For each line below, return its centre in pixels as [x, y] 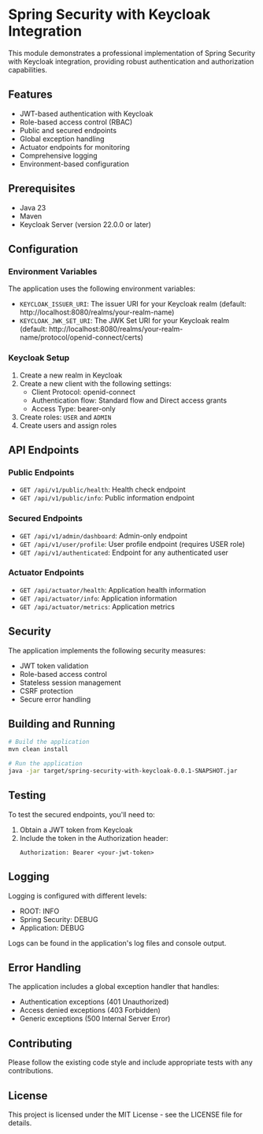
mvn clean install [38, 749]
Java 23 [33, 207]
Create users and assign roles [68, 425]
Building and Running [62, 724]
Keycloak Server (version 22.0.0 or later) [85, 224]
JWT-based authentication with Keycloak [86, 113]
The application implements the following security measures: [107, 650]
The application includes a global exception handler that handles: [114, 987]
